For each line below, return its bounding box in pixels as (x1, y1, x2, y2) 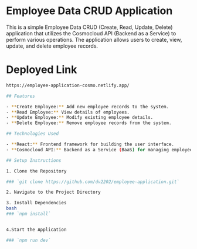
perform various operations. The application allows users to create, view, (6, 36, 182, 43)
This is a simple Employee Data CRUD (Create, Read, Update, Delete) (6, 24, 173, 31)
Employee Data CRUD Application (6, 4, 173, 18)
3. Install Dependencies (6, 200, 67, 206)
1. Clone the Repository (6, 168, 67, 174)
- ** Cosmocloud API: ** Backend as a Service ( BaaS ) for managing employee (6, 147, 193, 152)
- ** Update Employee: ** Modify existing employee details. (6, 115, 154, 121)
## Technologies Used (6, 131, 59, 137)
